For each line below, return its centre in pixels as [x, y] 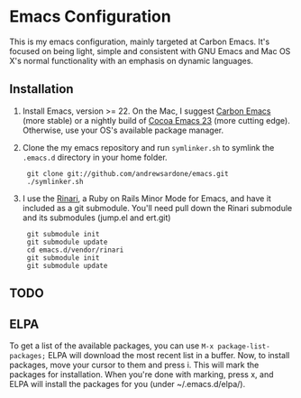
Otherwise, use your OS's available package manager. [123, 130]
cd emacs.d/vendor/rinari [75, 250]
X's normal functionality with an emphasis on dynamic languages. [132, 60]
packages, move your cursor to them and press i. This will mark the [134, 365]
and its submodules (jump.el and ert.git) [96, 218]
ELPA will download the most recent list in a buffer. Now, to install [169, 355]
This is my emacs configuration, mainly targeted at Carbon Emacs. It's [140, 42]
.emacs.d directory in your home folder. [95, 157]
